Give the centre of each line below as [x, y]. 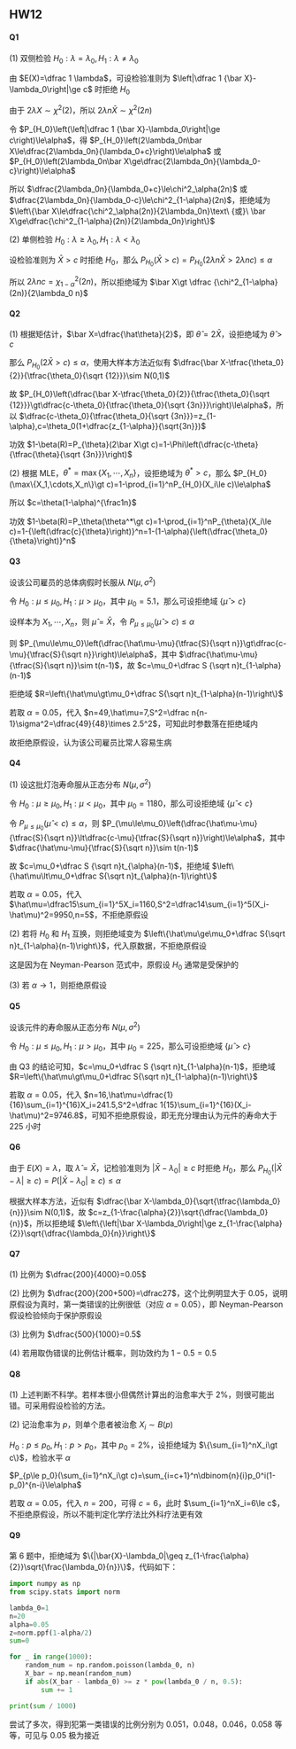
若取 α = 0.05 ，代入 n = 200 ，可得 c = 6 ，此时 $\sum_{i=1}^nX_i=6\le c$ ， [147, 1503]
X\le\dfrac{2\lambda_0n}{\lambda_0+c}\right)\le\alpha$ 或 [115, 151]
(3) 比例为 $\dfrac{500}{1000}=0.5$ [75, 1334]
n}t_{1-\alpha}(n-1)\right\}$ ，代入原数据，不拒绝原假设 [108, 946]
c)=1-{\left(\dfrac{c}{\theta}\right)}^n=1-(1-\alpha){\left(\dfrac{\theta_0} [139, 531]
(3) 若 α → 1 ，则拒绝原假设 [58, 985]
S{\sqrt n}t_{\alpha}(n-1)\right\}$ [158, 876]
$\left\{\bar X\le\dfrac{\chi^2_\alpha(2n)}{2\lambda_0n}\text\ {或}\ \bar [138, 211]
